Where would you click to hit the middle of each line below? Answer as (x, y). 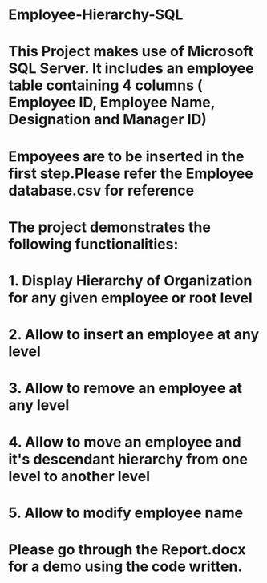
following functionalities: (93, 244)
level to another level (79, 476)
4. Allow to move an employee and (125, 442)
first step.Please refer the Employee (131, 173)
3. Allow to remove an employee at (125, 389)
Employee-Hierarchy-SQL (96, 15)
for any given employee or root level (130, 298)
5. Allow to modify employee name (125, 513)
